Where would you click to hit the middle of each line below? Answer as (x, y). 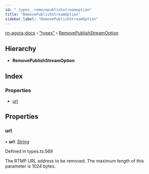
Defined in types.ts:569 (29, 151)
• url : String (17, 141)
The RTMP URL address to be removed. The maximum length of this (75, 161)
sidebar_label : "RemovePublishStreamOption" (52, 19)
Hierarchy (21, 48)
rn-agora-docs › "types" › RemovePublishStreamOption (62, 33)
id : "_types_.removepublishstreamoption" (49, 10)
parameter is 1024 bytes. (30, 166)
